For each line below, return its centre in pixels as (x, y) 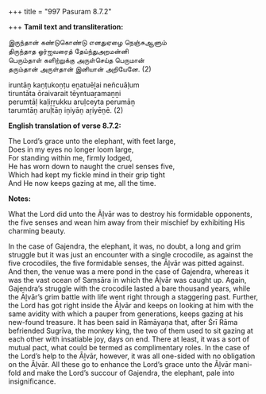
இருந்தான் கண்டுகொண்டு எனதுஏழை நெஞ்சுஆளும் (87, 42)
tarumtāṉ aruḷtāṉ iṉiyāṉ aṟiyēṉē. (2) (66, 110)
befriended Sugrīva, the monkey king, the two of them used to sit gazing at (131, 330)
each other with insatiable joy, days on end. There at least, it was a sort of (129, 339)
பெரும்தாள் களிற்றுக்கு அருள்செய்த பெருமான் (77, 60)
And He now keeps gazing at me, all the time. (82, 183)
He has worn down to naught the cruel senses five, (92, 166)
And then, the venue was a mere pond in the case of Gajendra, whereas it (129, 272)
